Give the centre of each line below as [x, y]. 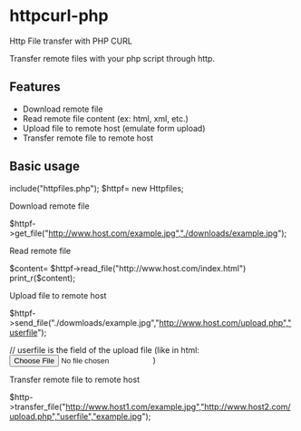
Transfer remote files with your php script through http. [112, 58]
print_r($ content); [42, 278]
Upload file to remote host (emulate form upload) [114, 128]
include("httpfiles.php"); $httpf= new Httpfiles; [97, 188]
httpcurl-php [59, 16]
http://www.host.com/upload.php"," [225, 322]
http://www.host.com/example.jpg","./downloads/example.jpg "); [168, 233]
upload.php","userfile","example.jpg [76, 416]
